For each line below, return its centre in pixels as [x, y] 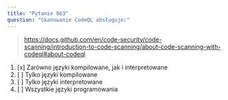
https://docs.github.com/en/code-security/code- [93, 39]
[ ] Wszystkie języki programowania [67, 89]
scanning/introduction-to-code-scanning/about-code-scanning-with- [122, 47]
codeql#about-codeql [54, 54]
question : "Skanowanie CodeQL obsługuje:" [68, 20]
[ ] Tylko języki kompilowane [57, 74]
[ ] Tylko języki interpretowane [60, 82]
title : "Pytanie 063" [38, 13]
